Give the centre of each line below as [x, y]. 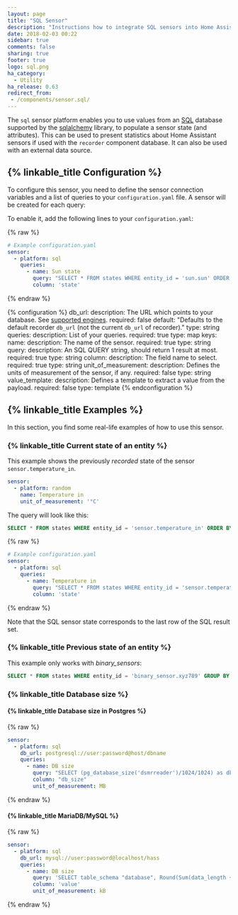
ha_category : [27, 73]
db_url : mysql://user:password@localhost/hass [90, 858]
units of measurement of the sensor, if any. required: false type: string [109, 372]
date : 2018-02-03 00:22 [42, 34]
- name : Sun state [53, 272]
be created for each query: [47, 205]
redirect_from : [30, 93]
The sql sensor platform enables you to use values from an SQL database [115, 120]
